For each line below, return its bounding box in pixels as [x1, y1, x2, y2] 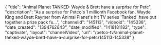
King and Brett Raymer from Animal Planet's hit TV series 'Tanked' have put [5, 14, 157, 20]
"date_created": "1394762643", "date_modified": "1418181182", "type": [5, 24, 146, 30]
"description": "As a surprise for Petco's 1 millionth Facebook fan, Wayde [5, 9, 151, 15]
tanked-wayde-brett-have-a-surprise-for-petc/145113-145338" [5, 34, 131, 40]
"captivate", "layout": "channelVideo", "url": [5, 30, 92, 35]
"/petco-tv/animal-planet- [93, 30, 145, 35]
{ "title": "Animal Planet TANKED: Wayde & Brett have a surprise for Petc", [5, 4, 152, 10]
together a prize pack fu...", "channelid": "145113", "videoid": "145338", [5, 19, 147, 25]
